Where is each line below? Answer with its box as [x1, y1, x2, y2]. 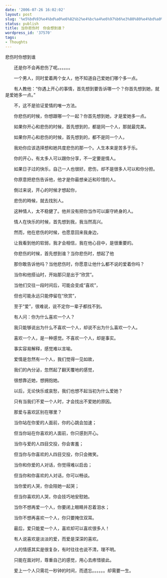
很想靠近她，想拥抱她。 [13, 377, 62, 383]
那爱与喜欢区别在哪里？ [13, 409, 62, 415]
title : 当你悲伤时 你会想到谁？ [5, 26, 66, 31]
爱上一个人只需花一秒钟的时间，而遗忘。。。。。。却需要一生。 [13, 568, 134, 574]
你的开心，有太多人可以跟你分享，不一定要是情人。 [13, 155, 118, 161]
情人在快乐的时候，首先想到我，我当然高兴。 [13, 218, 105, 224]
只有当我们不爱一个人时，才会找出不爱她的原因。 [13, 398, 114, 404]
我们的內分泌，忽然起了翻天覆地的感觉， [13, 367, 97, 373]
